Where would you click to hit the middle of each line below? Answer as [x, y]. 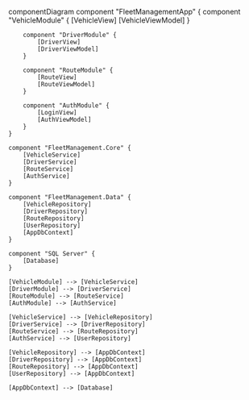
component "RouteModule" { [68, 70]
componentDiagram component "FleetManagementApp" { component [124, 12]
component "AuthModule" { [66, 106]
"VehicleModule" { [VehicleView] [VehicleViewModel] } [99, 20]
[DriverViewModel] [68, 49]
